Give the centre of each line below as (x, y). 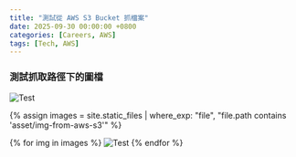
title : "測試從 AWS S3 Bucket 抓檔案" (79, 18)
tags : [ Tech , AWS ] (44, 43)
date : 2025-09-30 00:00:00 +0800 (73, 26)
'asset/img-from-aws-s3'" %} (66, 125)
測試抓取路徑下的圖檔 (56, 77)
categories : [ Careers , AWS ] (63, 35)
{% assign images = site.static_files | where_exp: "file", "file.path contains (148, 115)
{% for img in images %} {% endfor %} (96, 142)
